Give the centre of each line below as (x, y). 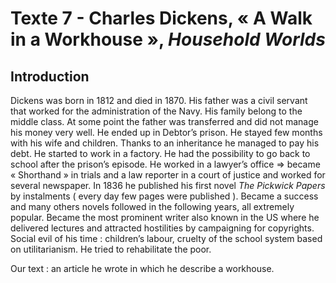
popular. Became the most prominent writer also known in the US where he (165, 217)
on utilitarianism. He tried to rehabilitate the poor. (111, 249)
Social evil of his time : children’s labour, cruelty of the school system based (166, 238)
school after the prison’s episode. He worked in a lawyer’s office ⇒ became (165, 164)
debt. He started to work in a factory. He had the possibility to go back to (160, 153)
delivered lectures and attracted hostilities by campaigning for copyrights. (162, 228)
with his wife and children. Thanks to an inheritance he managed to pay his (165, 143)
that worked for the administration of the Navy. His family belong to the (156, 111)
